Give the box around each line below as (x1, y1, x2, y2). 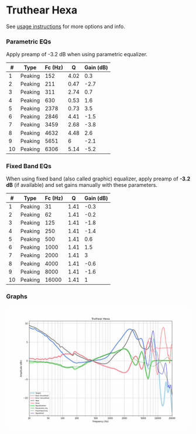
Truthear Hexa (6, 4, 78, 17)
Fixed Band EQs (6, 162, 51, 170)
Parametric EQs (6, 37, 51, 46)
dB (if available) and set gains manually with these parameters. (6, 182, 158, 189)
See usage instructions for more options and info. (6, 23, 126, 30)
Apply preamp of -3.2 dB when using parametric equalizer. (6, 51, 148, 58)
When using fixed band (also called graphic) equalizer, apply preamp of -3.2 (6, 175, 191, 182)
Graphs (6, 292, 27, 300)
